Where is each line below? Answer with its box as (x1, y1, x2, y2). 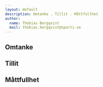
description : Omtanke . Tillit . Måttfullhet (5, 12, 98, 16)
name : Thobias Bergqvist (9, 20, 59, 26)
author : (5, 16, 21, 21)
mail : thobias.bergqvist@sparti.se (9, 25, 81, 30)
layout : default (5, 7, 38, 12)
